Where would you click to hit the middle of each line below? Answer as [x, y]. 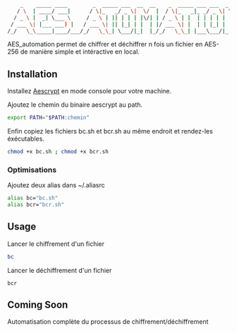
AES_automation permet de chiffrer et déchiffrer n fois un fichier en [105, 45]
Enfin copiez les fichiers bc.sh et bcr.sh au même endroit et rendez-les [110, 132]
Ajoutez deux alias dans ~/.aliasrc [56, 185]
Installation [32, 74]
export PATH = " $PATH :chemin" [49, 118]
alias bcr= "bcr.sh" [36, 205]
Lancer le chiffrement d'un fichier [56, 244]
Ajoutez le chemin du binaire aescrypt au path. [75, 105]
